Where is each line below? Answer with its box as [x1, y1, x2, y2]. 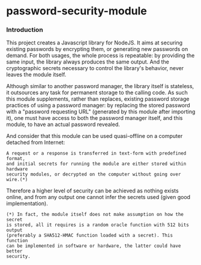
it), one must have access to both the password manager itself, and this [6, 115, 183, 122]
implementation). [6, 200, 48, 207]
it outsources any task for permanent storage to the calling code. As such [6, 89, 188, 97]
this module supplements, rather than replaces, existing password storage [6, 95, 190, 103]
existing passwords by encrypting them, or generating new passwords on [6, 46, 188, 53]
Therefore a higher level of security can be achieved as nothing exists [6, 187, 179, 194]
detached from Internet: [6, 139, 65, 146]
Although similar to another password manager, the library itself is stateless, [6, 83, 194, 90]
